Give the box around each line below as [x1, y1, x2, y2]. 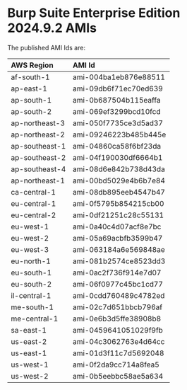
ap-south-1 [11, 95, 52, 105]
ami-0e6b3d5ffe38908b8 [73, 314, 162, 323]
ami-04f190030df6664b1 [73, 152, 163, 162]
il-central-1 [11, 290, 52, 300]
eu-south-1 [11, 268, 52, 277]
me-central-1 [11, 314, 59, 323]
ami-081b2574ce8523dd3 [73, 256, 166, 266]
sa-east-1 [11, 325, 47, 335]
